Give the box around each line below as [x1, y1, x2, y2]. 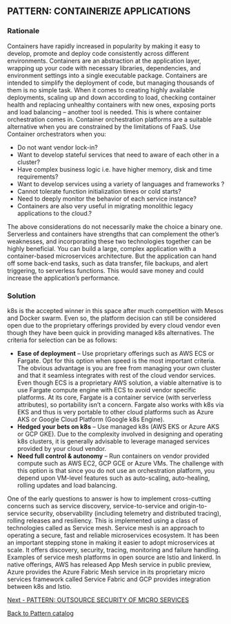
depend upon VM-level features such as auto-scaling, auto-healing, [17, 474, 210, 482]
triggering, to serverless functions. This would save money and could [7, 266, 204, 274]
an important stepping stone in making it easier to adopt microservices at [7, 538, 215, 547]
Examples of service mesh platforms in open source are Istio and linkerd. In [7, 553, 221, 561]
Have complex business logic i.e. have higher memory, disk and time [17, 165, 212, 173]
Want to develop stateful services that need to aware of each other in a [17, 150, 219, 159]
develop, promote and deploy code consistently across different [7, 49, 190, 57]
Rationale [7, 26, 40, 36]
